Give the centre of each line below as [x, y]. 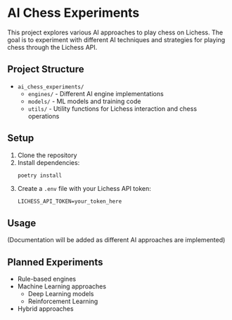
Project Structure [46, 69]
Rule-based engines [46, 279]
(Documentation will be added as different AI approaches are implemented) [116, 240]
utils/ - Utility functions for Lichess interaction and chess [112, 108]
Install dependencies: [49, 162]
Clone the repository [47, 155]
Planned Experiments [55, 262]
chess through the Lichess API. [52, 47]
